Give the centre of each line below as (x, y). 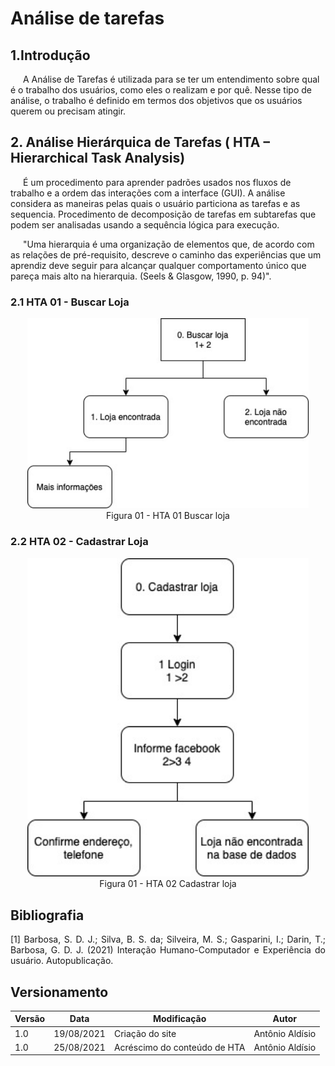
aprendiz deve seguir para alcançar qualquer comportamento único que (158, 265)
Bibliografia (47, 915)
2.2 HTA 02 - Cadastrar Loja (79, 542)
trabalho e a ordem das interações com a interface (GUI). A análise (148, 193)
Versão (30, 1019)
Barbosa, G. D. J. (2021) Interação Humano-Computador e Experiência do (168, 950)
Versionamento (59, 992)
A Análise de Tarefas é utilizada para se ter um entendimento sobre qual (171, 79)
